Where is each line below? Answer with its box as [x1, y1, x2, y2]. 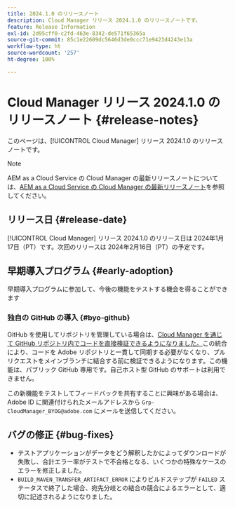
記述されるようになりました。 [29, 492, 116, 501]
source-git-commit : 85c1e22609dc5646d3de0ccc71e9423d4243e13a [7, 36, 193, 43]
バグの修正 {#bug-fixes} [7, 429, 114, 440]
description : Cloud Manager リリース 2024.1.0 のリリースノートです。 [7, 17, 201, 24]
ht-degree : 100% [7, 56, 55, 63]
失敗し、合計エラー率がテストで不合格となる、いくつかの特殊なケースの [17, 457, 227, 466]
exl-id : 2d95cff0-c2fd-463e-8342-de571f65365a [7, 29, 146, 37]
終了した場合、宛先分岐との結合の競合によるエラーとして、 [48, 484, 220, 492]
